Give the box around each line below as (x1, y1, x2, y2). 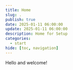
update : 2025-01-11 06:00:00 (5, 27, 68, 32)
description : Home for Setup (5, 31, 68, 36)
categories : (5, 36, 31, 41)
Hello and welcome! (5, 59, 47, 65)
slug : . (5, 12, 22, 17)
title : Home (5, 7, 31, 13)
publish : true (5, 17, 36, 22)
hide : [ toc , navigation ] (5, 45, 59, 51)
